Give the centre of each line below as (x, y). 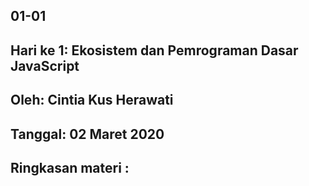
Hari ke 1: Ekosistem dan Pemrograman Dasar (154, 50)
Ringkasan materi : (70, 167)
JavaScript (45, 65)
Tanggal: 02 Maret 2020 (87, 134)
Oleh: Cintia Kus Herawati (92, 100)
